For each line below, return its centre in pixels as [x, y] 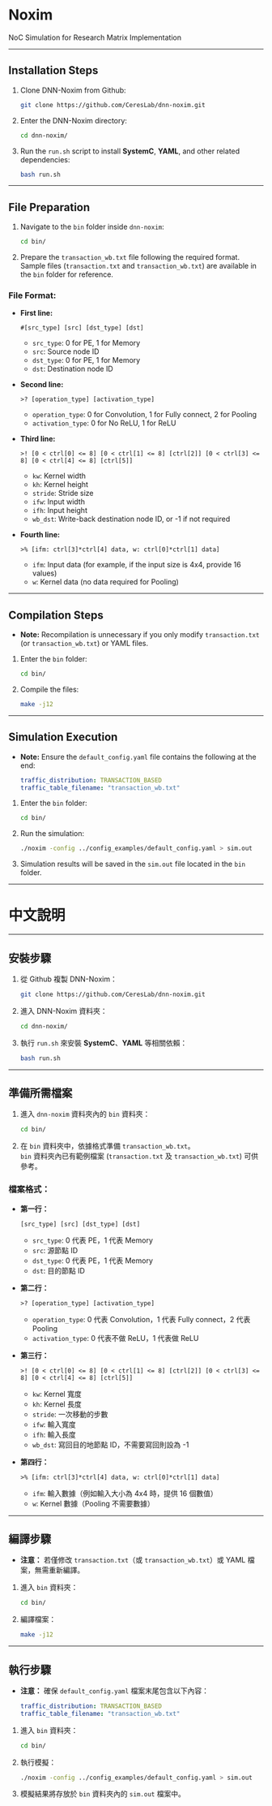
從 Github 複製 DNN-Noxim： [68, 979]
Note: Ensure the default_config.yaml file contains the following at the [138, 756]
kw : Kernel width [59, 476]
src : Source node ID [66, 351]
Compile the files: [49, 690]
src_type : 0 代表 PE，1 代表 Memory [93, 1240]
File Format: [32, 295]
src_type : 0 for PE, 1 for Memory [86, 343]
